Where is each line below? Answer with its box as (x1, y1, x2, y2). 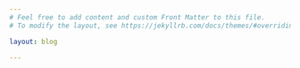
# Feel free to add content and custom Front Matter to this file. (9, 12, 266, 22)
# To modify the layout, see (9, 21, 118, 30)
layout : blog (9, 37, 58, 46)
